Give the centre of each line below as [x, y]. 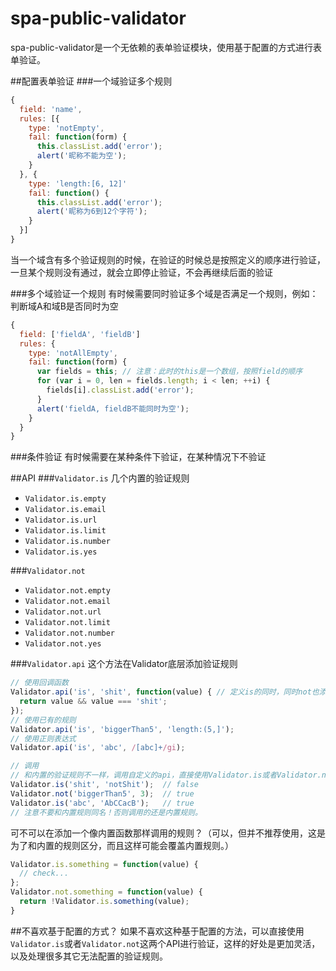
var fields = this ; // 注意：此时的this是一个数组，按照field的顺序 [169, 372]
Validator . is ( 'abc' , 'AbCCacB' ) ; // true [102, 803]
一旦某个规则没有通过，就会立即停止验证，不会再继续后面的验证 [141, 272]
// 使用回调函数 [39, 683]
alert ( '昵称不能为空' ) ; [81, 156]
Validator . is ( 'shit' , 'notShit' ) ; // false [104, 785]
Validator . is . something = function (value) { [104, 864]
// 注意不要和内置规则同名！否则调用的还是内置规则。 [106, 812]
